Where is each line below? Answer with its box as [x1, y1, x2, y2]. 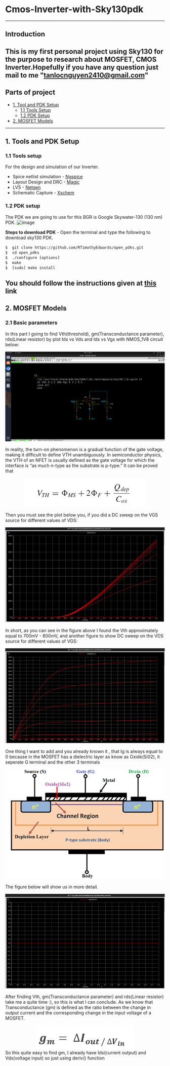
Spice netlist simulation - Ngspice [12, 174, 83, 180]
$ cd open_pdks [5, 250, 39, 255]
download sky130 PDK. [5, 234, 54, 241]
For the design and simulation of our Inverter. [5, 164, 99, 170]
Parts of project [5, 88, 56, 97]
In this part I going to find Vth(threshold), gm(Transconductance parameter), [5, 331, 164, 337]
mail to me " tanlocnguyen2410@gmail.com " [5, 71, 148, 80]
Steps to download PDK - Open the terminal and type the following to [5, 229, 151, 235]
